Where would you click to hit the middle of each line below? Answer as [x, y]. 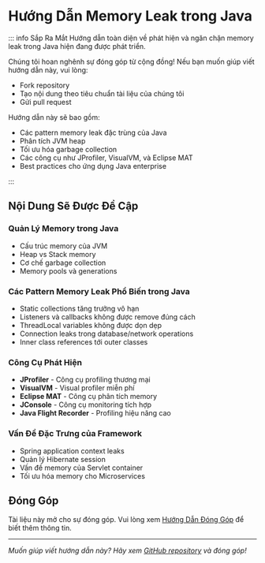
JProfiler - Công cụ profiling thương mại [85, 380]
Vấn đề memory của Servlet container [81, 468]
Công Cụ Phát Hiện [45, 362]
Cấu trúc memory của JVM [63, 246]
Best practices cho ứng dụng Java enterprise [93, 166]
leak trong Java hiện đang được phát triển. [77, 46]
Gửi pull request [45, 102]
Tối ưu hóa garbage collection [68, 149]
